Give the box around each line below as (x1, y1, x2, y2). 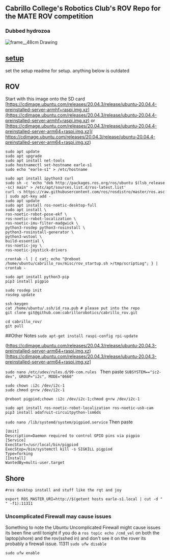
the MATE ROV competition (5, 12, 94, 21)
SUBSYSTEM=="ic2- (124, 370, 162, 375)
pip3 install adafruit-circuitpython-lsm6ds (5, 410, 101, 415)
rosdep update (5, 293, 36, 298)
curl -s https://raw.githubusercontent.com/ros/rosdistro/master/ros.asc (5, 189, 165, 195)
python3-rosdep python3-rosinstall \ (5, 225, 86, 231)
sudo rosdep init (5, 288, 42, 293)
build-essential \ (5, 239, 44, 244)
